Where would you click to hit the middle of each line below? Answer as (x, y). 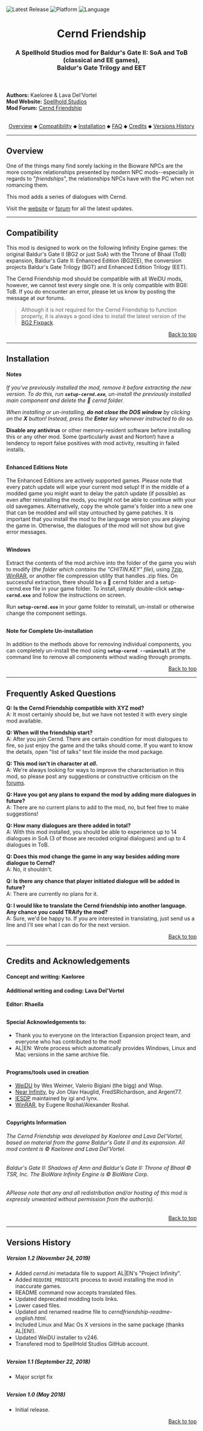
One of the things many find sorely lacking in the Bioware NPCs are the (95, 166)
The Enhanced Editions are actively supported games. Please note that (94, 481)
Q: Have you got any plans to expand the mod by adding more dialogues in (101, 794)
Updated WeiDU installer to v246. (56, 1338)
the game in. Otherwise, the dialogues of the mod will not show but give (96, 525)
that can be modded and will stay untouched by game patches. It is (90, 513)
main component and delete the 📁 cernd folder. (65, 401)
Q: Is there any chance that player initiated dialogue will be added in (93, 881)
